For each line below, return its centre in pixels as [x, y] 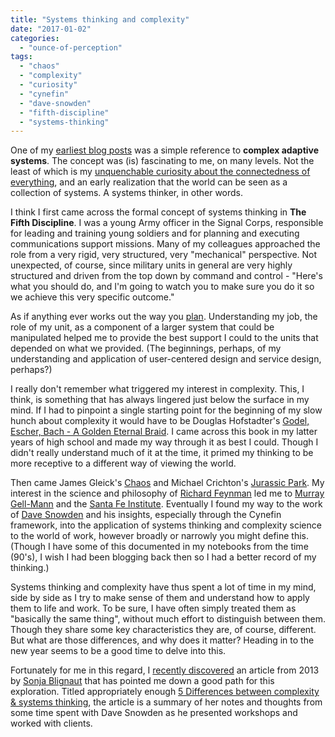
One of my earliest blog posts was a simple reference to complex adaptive [165, 150]
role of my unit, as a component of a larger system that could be [142, 327]
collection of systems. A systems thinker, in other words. [127, 193]
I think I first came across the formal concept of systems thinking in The [158, 212]
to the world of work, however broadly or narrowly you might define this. [160, 536]
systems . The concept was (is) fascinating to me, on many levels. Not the [162, 161]
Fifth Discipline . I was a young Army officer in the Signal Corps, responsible [167, 223]
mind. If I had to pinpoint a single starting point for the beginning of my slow [166, 410]
